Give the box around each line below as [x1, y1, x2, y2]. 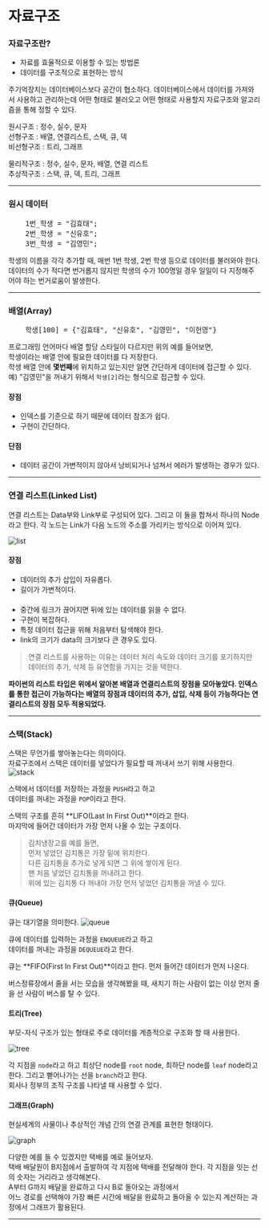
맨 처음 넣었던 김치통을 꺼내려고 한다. [27, 868, 144, 877]
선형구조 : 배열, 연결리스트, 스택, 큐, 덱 [8, 132, 127, 141]
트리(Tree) [8, 1008, 42, 1018]
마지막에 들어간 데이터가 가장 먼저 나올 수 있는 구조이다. [8, 820, 182, 831]
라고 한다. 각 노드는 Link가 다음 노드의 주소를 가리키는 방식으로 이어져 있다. [8, 519, 242, 530]
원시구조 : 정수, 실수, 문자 [8, 122, 87, 132]
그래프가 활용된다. [29, 1202, 86, 1212]
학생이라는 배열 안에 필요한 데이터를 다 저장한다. [8, 352, 159, 362]
